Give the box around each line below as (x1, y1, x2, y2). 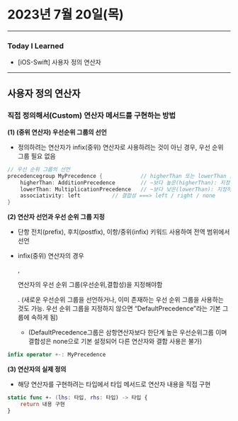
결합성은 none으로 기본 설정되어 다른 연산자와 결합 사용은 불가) (28, 337, 203, 346)
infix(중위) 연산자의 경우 (17, 252, 84, 260)
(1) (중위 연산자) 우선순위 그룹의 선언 (7, 128, 108, 136)
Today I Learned (7, 40, 64, 50)
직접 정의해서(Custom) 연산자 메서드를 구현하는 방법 (7, 111, 176, 120)
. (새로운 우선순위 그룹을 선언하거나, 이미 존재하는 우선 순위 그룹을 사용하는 (17, 296, 225, 304)
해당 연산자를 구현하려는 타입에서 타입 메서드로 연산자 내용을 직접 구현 (17, 380, 211, 388)
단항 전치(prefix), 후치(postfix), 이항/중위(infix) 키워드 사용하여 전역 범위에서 (17, 228, 230, 236)
